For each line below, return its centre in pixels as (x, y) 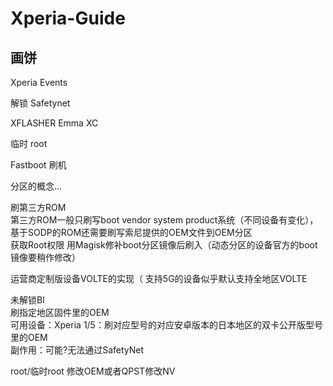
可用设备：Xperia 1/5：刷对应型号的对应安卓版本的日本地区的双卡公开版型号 (166, 325)
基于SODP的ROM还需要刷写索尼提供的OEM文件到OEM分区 (131, 232)
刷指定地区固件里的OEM (60, 312)
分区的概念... (36, 186)
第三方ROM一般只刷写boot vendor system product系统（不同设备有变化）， (164, 220)
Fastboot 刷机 (38, 165)
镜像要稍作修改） (45, 257)
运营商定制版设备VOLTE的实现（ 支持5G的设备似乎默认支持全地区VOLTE (159, 278)
